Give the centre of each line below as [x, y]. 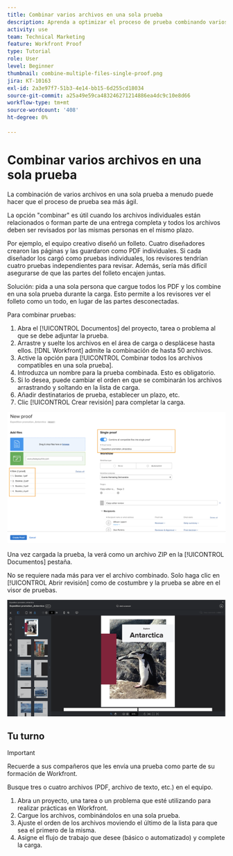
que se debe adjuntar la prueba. [63, 335]
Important [21, 752]
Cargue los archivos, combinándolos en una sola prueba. [98, 815]
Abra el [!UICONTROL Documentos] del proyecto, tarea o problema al [116, 328]
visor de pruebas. [32, 590]
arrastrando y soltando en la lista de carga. [78, 387]
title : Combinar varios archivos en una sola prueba [85, 15]
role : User [23, 59]
